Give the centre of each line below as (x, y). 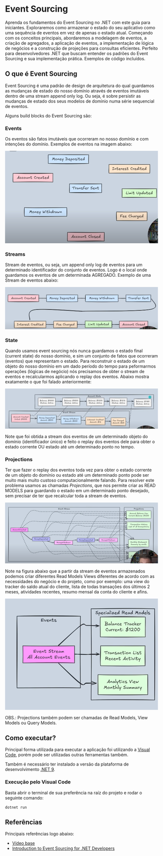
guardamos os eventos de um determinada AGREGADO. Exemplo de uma (78, 275)
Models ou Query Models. (31, 723)
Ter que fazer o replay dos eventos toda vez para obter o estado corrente (78, 470)
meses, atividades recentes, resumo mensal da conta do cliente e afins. (77, 592)
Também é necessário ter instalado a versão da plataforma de (67, 764)
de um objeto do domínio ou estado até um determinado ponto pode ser (77, 475)
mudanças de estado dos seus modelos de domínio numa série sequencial (80, 101)
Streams (15, 254)
